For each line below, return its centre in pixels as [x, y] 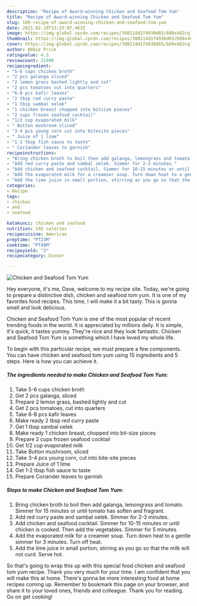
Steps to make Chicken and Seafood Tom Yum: [65, 490]
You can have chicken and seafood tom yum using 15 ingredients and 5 [92, 355]
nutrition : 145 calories [37, 229]
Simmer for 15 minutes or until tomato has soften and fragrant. [90, 511]
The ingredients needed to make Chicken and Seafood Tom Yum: [87, 374]
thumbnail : [20, 39]
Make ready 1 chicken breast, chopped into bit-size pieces [85, 433]
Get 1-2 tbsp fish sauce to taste [53, 470]
